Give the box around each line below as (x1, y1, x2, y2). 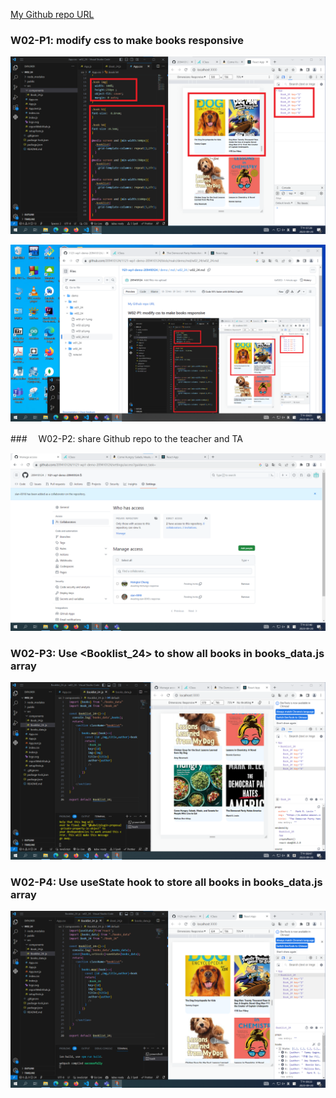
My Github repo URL (10, 9, 95, 20)
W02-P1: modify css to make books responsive (10, 33, 245, 47)
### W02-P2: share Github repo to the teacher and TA (10, 433, 243, 445)
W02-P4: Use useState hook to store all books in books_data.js (10, 875, 323, 889)
